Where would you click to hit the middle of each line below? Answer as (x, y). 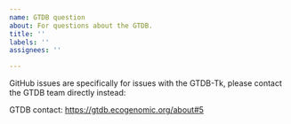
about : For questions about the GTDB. (81, 26)
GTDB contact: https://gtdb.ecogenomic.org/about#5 (107, 110)
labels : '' (29, 42)
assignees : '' (36, 50)
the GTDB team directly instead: (68, 93)
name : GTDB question (48, 17)
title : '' (28, 34)
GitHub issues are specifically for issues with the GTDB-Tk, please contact (145, 83)
